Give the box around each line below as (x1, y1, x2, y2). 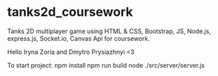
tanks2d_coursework (7, 4, 134, 20)
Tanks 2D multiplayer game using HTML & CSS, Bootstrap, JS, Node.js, (7, 27, 211, 35)
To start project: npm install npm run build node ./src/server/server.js (7, 61, 205, 69)
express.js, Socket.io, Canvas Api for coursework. (7, 34, 150, 42)
